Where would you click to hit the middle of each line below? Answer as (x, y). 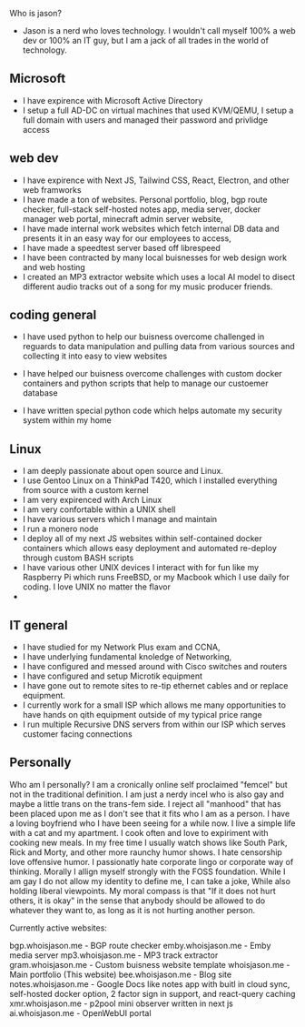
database (40, 393)
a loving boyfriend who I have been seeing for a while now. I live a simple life (152, 823)
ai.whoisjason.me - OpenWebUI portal (80, 1012)
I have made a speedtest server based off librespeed (121, 247)
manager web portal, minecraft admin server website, (123, 218)
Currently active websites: (58, 928)
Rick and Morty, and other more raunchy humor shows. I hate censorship (146, 852)
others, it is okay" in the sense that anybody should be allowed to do (138, 901)
